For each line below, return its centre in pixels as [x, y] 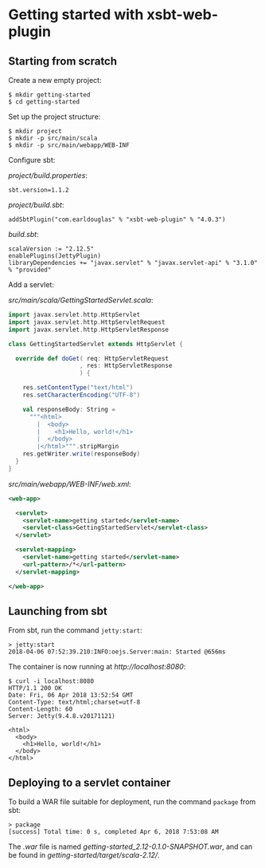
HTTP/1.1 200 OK [35, 688]
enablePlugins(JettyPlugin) [55, 256]
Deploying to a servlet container [90, 782]
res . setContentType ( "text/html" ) [78, 388]
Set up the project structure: [55, 116]
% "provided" [30, 270]
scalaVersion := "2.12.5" [51, 249]
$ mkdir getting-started [49, 95]
